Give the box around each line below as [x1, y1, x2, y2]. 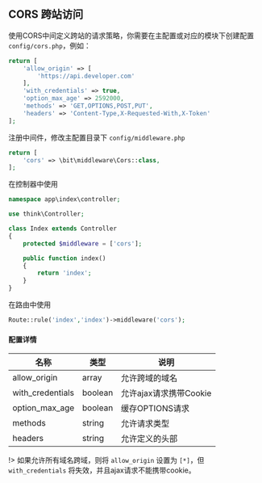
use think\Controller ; [8, 210, 85, 218]
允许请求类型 [120, 418, 170, 430]
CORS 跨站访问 [8, 7, 84, 22]
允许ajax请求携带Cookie [120, 388, 212, 399]
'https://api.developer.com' [37, 72, 135, 80]
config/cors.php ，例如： [8, 40, 91, 50]
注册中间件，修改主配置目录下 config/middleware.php [8, 132, 185, 142]
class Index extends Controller [8, 225, 117, 233]
